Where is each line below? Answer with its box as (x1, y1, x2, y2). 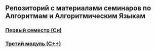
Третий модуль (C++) (5, 40, 61, 47)
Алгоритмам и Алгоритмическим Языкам (5, 12, 146, 20)
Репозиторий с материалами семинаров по (5, 4, 151, 12)
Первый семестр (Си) (5, 27, 62, 34)
